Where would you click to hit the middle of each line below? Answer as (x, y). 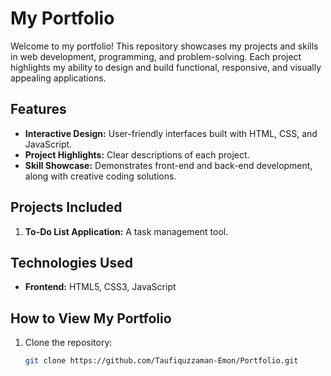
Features (38, 109)
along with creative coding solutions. (100, 176)
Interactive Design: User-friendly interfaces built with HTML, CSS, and (171, 133)
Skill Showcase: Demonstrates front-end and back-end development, (168, 165)
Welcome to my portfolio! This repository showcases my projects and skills (164, 46)
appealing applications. (58, 78)
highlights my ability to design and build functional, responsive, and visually (166, 67)
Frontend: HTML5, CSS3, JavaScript (100, 287)
